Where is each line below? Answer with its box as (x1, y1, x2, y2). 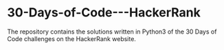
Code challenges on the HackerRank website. (7, 34, 136, 42)
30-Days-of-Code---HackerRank (7, 5, 201, 21)
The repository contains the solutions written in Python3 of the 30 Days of (7, 27, 217, 36)
